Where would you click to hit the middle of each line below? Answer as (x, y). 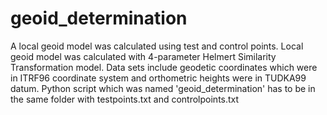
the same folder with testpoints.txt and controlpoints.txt (125, 99)
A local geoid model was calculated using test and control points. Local (157, 46)
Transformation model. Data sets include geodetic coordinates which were (164, 67)
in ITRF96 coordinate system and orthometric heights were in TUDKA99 (158, 78)
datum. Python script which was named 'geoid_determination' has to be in (163, 88)
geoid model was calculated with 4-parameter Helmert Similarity (143, 56)
